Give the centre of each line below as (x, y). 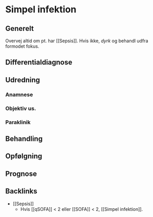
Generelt (20, 29)
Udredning (23, 80)
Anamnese (19, 95)
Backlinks (21, 191)
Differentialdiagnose (39, 62)
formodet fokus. (22, 46)
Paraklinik (18, 122)
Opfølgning (24, 156)
